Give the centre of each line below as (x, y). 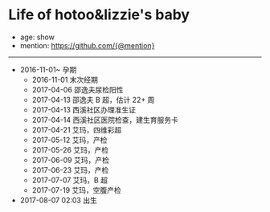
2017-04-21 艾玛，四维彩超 (77, 129)
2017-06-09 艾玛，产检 (71, 160)
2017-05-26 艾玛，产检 (70, 149)
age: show (37, 37)
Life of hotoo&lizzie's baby (99, 15)
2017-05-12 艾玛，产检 (70, 140)
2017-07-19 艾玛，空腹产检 (77, 190)
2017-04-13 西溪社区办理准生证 (84, 109)
